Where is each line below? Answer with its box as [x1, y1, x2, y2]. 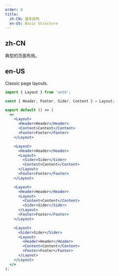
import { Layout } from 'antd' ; [5, 89, 71, 95]
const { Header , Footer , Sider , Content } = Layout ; [5, 99, 115, 104]
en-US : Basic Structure [9, 21, 58, 26]
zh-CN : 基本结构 [9, 16, 40, 21]
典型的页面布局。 [5, 53, 40, 59]
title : [5, 12, 19, 17]
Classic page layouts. [5, 80, 48, 86]
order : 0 [5, 7, 23, 12]
